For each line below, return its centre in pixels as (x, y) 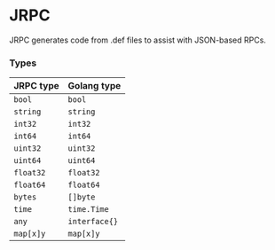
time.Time (88, 210)
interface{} (93, 222)
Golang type (94, 86)
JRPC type (36, 86)
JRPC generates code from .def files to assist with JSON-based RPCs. (137, 40)
